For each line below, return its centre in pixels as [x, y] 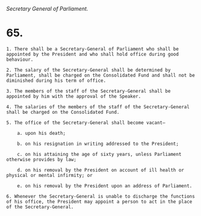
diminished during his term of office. [56, 81]
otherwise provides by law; [42, 159]
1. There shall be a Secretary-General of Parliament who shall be [93, 49]
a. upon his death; [42, 133]
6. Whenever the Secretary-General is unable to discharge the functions [101, 196]
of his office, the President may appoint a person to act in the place [99, 202]
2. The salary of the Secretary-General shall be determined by [88, 70]
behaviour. [20, 60]
